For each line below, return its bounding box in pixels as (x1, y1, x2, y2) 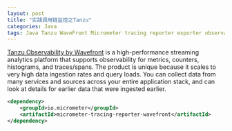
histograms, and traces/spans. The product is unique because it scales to (7, 63, 216, 71)
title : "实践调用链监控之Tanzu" (7, 17, 92, 23)
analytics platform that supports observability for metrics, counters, (7, 56, 200, 64)
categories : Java (7, 23, 57, 30)
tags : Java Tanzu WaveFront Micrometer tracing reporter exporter (7, 29, 202, 37)
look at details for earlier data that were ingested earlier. (7, 85, 167, 93)
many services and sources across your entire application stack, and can (7, 77, 215, 86)
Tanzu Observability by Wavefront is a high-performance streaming (7, 48, 200, 57)
